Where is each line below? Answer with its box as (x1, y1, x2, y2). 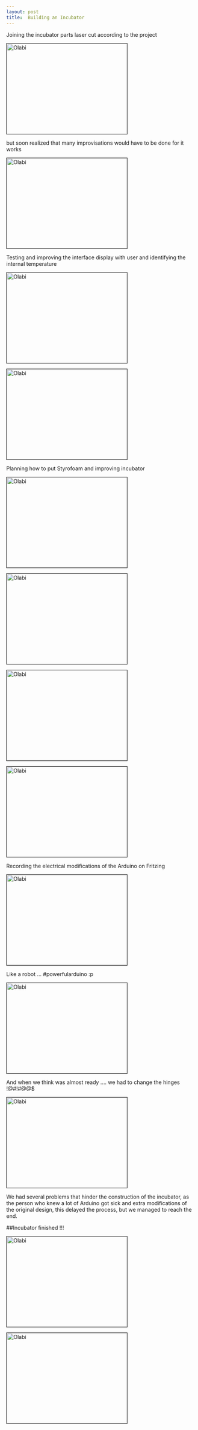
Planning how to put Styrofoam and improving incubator (6, 465, 146, 472)
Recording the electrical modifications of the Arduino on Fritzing (6, 862, 166, 869)
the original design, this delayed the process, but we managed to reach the (6, 1206, 192, 1213)
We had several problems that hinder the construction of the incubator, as (6, 1193, 190, 1200)
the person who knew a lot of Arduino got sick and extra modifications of (6, 1199, 188, 1206)
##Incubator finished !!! (6, 1224, 64, 1231)
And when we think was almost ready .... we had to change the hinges (6, 1079, 181, 1086)
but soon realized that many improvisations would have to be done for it (6, 139, 184, 146)
